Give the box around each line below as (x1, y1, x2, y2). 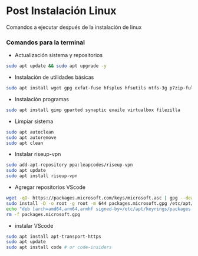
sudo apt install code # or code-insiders (6, 244, 112, 251)
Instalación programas (14, 95, 70, 102)
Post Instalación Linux (6, 4, 117, 18)
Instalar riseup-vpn (14, 151, 61, 158)
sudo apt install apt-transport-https (6, 234, 101, 240)
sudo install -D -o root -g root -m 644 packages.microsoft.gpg (6, 200, 167, 207)
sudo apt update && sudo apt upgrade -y (6, 63, 107, 69)
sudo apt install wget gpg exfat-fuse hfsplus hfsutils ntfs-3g (6, 85, 167, 91)
